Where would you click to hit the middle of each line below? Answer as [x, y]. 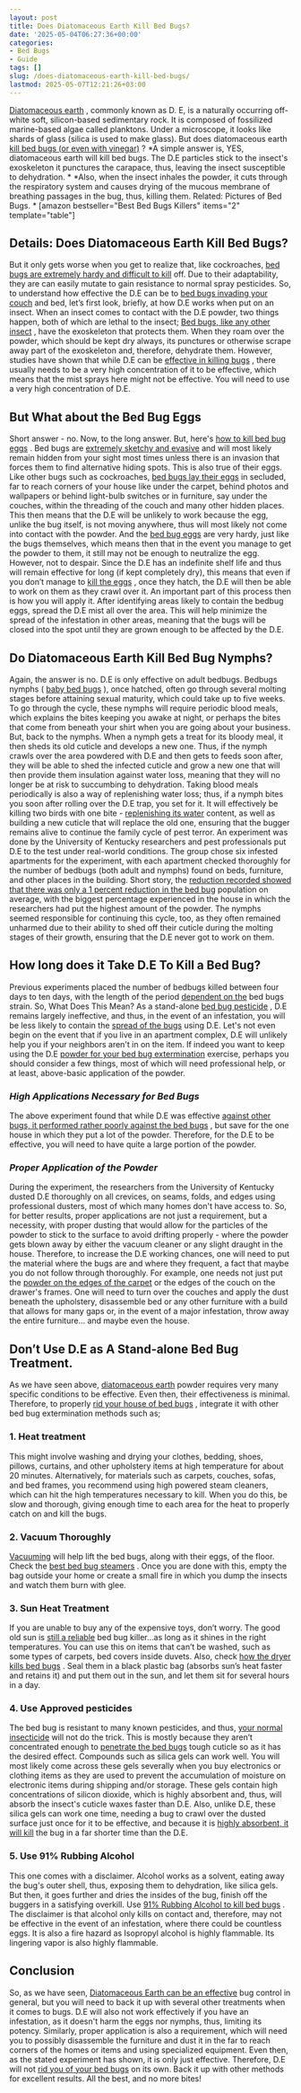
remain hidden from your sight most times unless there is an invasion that [145, 458]
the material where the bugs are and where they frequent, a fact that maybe [149, 1264]
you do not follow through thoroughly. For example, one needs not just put [146, 1273]
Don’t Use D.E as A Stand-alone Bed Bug [124, 1349]
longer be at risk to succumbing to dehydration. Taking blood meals [134, 785]
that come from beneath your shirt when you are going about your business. [150, 728]
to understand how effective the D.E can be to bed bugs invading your [139, 294]
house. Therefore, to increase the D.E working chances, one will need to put [149, 1254]
